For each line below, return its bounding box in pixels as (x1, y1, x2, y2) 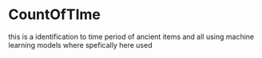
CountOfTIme (8, 6, 101, 24)
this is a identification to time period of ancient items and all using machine (8, 32, 255, 41)
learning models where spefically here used (8, 40, 153, 49)
